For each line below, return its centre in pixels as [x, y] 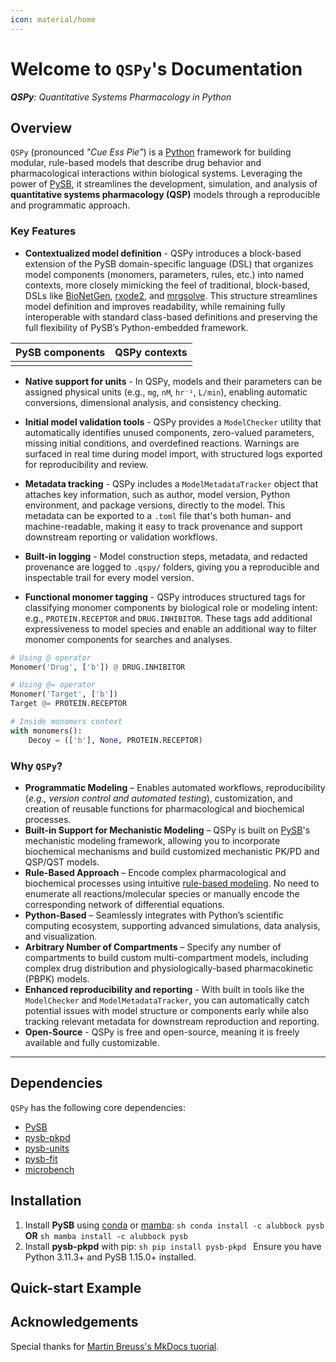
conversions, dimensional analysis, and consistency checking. [153, 402]
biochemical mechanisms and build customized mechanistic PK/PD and [172, 851]
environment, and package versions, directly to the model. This [155, 505]
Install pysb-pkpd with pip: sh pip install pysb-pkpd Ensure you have [173, 1246]
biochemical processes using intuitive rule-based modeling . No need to [172, 883]
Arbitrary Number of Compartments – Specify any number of [153, 947]
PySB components [60, 352]
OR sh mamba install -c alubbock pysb [106, 1235]
